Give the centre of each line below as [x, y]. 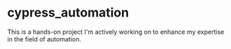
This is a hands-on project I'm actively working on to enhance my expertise [116, 32]
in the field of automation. [44, 39]
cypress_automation [68, 13]
